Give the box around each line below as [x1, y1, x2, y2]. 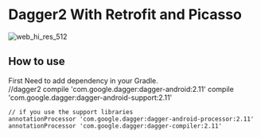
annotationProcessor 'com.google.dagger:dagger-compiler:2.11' [8, 121, 223, 130]
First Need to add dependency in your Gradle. [8, 75, 159, 85]
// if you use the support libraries [8, 108, 134, 116]
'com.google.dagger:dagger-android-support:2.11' [8, 93, 173, 102]
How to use [8, 55, 65, 68]
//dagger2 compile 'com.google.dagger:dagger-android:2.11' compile [8, 84, 235, 94]
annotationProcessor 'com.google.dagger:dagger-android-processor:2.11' [8, 115, 255, 123]
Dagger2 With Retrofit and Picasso [8, 6, 243, 24]
